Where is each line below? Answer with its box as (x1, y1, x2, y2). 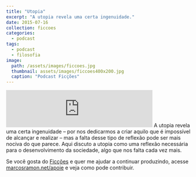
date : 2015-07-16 (6, 19, 49, 25)
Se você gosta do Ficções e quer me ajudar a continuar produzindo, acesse (6, 158, 189, 165)
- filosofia (11, 52, 41, 58)
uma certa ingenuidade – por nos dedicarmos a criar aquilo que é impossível (6, 128, 191, 135)
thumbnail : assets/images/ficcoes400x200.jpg (11, 68, 125, 74)
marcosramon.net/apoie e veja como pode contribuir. (6, 164, 135, 171)
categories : (6, 30, 35, 36)
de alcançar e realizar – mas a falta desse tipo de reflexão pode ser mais (6, 134, 181, 141)
